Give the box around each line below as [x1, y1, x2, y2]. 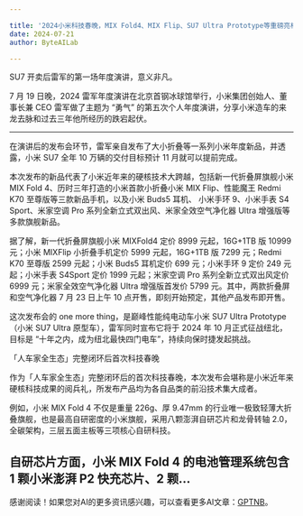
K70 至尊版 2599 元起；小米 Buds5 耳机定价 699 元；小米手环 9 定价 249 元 [9, 258, 291, 269]
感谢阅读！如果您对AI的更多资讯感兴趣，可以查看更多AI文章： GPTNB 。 [9, 497, 273, 508]
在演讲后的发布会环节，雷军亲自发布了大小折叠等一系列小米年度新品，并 [9, 141, 278, 152]
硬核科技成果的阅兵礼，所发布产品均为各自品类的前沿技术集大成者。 [9, 383, 262, 394]
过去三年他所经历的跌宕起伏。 [40, 114, 151, 124]
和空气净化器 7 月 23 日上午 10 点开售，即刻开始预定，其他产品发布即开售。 [9, 292, 290, 303]
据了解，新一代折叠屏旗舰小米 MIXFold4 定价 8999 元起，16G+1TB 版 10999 [9, 235, 291, 246]
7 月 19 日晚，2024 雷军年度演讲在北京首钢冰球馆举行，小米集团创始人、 [9, 91, 280, 102]
